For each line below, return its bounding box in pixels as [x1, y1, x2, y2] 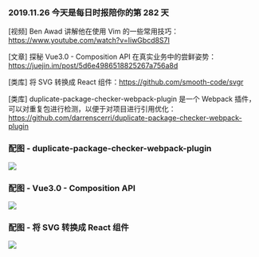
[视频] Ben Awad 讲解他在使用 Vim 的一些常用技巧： [8, 26, 179, 37]
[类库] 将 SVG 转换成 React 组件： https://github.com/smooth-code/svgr [8, 77, 244, 87]
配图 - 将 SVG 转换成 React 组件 [8, 221, 129, 232]
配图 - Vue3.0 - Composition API [8, 182, 135, 193]
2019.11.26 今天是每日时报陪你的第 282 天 [8, 6, 170, 18]
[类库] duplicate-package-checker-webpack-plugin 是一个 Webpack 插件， [8, 94, 257, 104]
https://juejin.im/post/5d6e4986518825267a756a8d [8, 61, 179, 71]
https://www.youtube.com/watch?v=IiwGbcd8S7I [8, 36, 170, 45]
